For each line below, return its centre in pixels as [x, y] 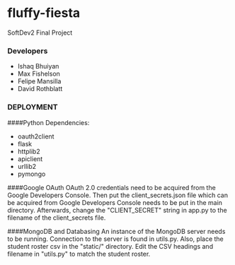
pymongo [31, 174]
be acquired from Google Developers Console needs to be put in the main [115, 202]
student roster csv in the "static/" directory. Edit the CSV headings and [110, 246]
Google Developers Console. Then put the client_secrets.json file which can [118, 195]
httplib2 [29, 151]
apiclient [30, 159]
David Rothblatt [40, 89]
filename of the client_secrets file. [57, 218]
